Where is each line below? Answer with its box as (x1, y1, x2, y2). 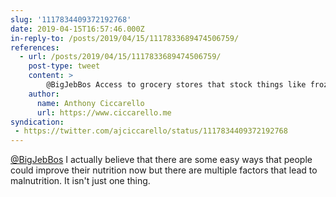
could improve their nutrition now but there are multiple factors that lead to (10, 164, 318, 176)
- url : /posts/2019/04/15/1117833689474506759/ (19, 52, 222, 62)
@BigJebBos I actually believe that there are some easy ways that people (10, 154, 313, 166)
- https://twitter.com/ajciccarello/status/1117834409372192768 (14, 126, 288, 136)
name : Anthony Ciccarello (36, 98, 145, 108)
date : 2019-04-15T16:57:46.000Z (10, 24, 145, 34)
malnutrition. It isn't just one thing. (10, 175, 151, 187)
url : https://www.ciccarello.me (36, 107, 172, 118)
